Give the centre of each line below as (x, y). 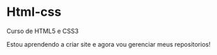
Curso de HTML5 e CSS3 (43, 31)
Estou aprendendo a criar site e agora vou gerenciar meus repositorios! (108, 44)
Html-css (34, 12)
